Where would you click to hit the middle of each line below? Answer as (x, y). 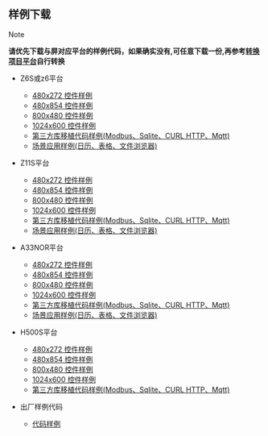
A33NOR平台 (42, 247)
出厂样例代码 (41, 406)
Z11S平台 (35, 163)
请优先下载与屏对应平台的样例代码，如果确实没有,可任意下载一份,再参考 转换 (134, 51)
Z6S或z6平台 (41, 78)
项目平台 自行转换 (37, 61)
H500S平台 (39, 332)
